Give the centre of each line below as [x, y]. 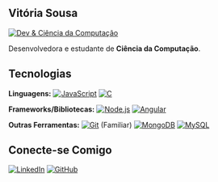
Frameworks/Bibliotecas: [52, 109]
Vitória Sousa [43, 13]
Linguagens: [30, 93]
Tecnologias [40, 74]
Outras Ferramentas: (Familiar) [70, 125]
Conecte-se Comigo [60, 150]
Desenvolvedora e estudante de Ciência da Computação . [105, 49]
